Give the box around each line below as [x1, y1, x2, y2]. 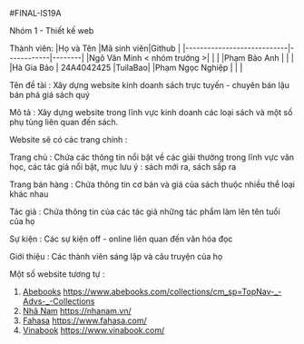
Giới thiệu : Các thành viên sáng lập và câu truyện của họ [9, 251, 223, 261]
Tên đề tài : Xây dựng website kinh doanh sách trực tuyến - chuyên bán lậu [9, 80, 290, 90]
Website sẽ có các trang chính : [9, 134, 128, 144]
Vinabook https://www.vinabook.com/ [22, 325, 165, 335]
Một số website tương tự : [9, 269, 105, 280]
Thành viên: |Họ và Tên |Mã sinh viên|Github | [9, 43, 181, 54]
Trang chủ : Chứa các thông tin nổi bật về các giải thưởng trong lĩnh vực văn [9, 152, 295, 162]
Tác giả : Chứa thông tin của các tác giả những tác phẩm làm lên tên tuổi [9, 206, 281, 217]
